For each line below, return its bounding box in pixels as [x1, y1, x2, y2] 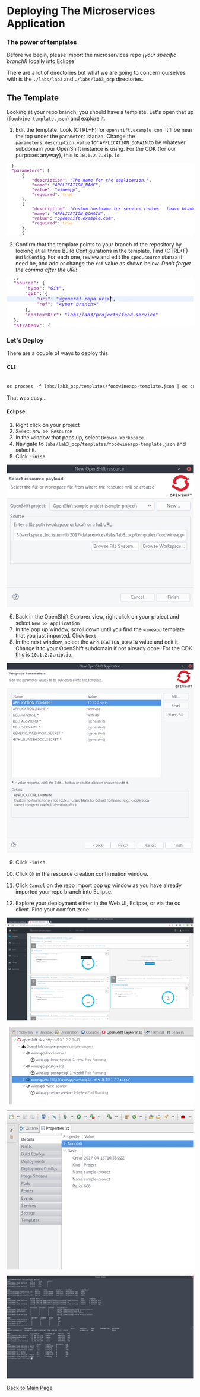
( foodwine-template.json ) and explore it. [7, 115, 106, 122]
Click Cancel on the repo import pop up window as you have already [15, 882, 182, 889]
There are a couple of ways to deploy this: [7, 350, 110, 357]
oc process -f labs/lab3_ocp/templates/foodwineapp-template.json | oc [7, 384, 188, 389]
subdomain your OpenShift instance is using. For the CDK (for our [15, 145, 176, 153]
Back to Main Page [7, 1384, 53, 1391]
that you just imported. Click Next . [15, 632, 99, 639]
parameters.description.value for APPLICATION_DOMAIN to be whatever [15, 139, 186, 146]
